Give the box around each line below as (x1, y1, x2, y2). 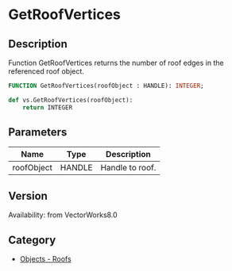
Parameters (8, 125, 68, 139)
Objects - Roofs (19, 254, 72, 264)
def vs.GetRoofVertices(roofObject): (8, 96, 133, 104)
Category (8, 233, 56, 246)
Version (8, 189, 48, 203)
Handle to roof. (100, 162, 157, 174)
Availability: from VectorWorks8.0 (8, 210, 118, 219)
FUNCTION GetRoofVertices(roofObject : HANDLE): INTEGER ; (8, 82, 204, 90)
